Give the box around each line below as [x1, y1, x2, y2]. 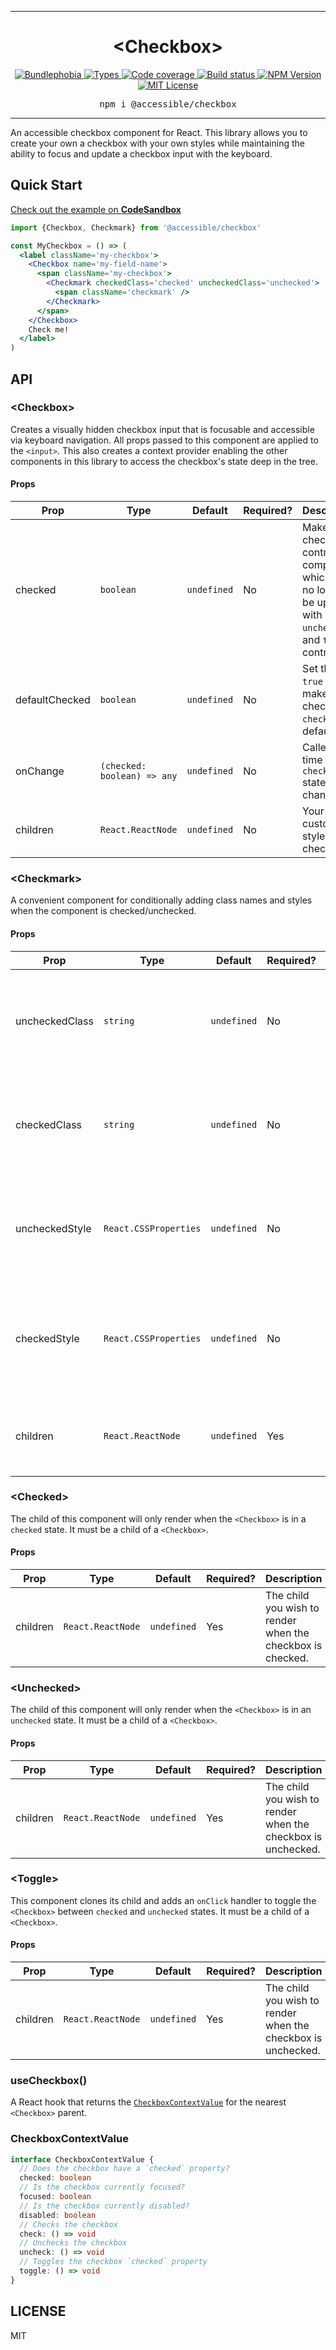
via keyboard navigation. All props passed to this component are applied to [10, 434, 319, 446]
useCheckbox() [10, 2073, 88, 2087]
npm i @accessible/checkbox [99, 98, 237, 110]
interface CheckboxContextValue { [10, 2154, 155, 2165]
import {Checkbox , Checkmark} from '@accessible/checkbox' [10, 222, 262, 233]
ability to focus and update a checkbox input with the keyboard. [10, 147, 273, 160]
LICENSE [10, 2303, 67, 2320]
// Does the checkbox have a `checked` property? [19, 2164, 230, 2174]
